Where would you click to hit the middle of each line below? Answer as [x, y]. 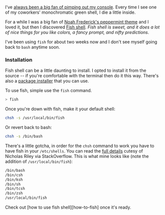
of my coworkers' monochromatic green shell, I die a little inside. [70, 12]
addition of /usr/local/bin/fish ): [39, 161]
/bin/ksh [14, 180]
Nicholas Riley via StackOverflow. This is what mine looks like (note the [77, 156]
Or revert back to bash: [28, 127]
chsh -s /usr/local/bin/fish [35, 118]
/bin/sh [13, 184]
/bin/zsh [14, 193]
